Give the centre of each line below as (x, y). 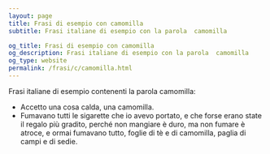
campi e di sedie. (49, 141)
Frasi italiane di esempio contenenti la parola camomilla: (102, 91)
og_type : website (38, 61)
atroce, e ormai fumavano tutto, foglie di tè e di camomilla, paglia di (133, 133)
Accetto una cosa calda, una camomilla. (87, 107)
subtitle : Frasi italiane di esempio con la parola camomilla (118, 31)
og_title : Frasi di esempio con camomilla (81, 45)
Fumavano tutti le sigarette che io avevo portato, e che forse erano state (141, 115)
